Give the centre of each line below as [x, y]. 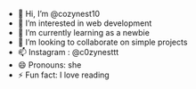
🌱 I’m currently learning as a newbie [83, 32]
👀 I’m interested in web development [85, 23]
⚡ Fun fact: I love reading [63, 75]
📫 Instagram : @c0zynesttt [68, 52]
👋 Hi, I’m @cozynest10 [59, 14]
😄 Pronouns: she [49, 65]
